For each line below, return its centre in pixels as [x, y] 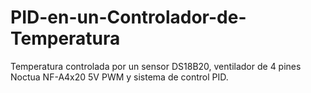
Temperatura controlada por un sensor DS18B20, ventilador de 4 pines [156, 66]
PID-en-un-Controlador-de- [128, 17]
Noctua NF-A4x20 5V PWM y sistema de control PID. [119, 77]
